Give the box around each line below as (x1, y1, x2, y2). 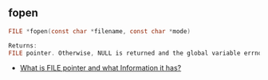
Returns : (8, 41, 37, 50)
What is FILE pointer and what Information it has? (19, 63, 182, 73)
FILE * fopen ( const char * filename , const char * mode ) (8, 27, 191, 35)
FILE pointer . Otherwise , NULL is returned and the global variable (8, 49, 241, 57)
